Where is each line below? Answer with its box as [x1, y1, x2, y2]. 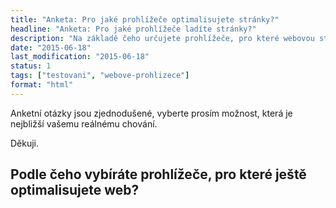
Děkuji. [10, 137, 40, 149]
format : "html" [10, 80, 74, 90]
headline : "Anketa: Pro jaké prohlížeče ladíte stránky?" [10, 24, 257, 34]
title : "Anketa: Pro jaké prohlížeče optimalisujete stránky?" [10, 14, 280, 25]
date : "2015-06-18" [10, 42, 92, 53]
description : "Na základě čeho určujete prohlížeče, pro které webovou [10, 33, 315, 43]
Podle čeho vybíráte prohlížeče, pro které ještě [10, 166, 307, 183]
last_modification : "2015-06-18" [10, 52, 150, 62]
